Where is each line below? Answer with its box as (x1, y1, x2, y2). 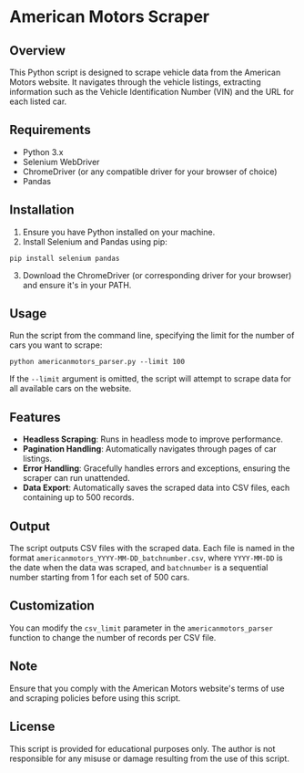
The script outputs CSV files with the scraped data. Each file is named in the (9, 543, 296, 554)
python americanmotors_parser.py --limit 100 (9, 358, 185, 367)
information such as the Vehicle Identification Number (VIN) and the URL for (9, 87, 294, 97)
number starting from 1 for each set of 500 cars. (9, 572, 190, 583)
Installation (9, 203, 75, 218)
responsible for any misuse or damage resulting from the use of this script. (9, 753, 289, 764)
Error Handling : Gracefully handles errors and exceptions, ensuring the (22, 463, 290, 474)
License (9, 719, 56, 735)
